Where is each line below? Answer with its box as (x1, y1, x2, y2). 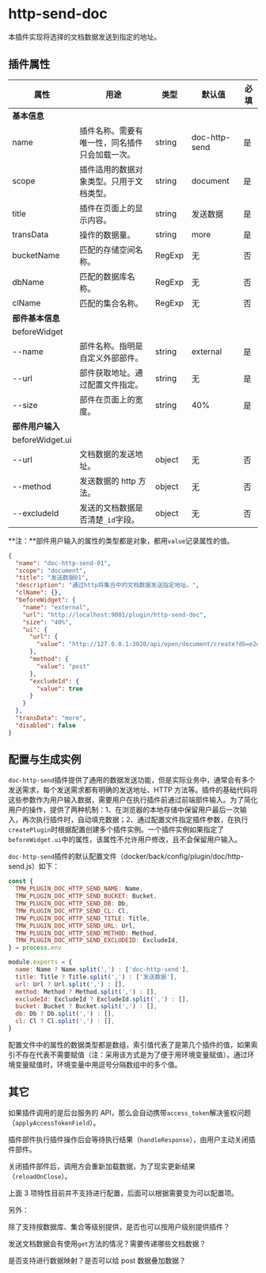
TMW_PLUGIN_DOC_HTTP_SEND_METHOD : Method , (15, 929, 158, 937)
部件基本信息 (12, 313, 61, 324)
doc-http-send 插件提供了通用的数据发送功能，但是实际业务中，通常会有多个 (8, 775, 256, 785)
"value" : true (36, 684, 83, 693)
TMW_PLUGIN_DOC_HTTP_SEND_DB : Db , (15, 900, 129, 908)
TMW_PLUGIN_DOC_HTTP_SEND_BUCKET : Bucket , (15, 892, 158, 901)
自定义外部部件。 (78, 352, 143, 363)
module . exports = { (8, 958, 73, 967)
